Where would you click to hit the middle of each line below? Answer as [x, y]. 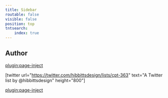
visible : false [21, 19]
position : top [20, 24]
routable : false [22, 14]
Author [16, 53]
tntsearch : [17, 28]
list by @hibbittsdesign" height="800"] [45, 80]
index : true [27, 33]
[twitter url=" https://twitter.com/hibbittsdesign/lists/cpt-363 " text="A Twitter [84, 75]
